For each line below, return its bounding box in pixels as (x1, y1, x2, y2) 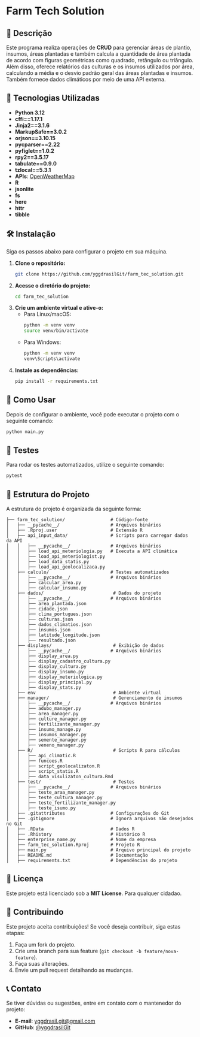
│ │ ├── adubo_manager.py (6, 705, 82, 711)
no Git (6, 821, 23, 827)
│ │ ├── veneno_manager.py (6, 742, 84, 748)
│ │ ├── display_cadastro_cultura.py (6, 658, 111, 664)
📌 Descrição (6, 28, 53, 38)
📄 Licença (6, 873, 44, 884)
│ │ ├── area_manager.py (6, 711, 79, 716)
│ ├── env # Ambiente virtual (6, 690, 162, 696)
